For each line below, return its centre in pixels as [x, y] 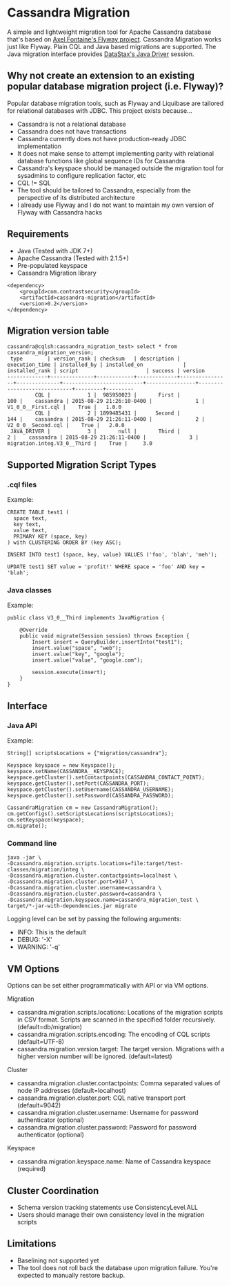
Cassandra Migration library [57, 273]
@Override [34, 630]
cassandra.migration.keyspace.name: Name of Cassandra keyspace [114, 1161]
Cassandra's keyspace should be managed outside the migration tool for [120, 168]
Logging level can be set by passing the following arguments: [94, 919]
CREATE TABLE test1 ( [38, 513]
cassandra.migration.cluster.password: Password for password [107, 1127]
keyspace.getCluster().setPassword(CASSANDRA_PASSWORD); [91, 796]
